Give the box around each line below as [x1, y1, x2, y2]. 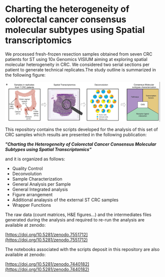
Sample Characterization [12, 176, 63, 182]
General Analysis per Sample [12, 181, 71, 187]
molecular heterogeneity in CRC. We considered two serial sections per [5, 62, 150, 67]
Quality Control [12, 166, 43, 172]
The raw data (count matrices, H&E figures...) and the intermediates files [5, 212, 152, 217]
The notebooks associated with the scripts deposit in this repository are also [5, 246, 160, 252]
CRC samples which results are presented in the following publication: [5, 132, 147, 138]
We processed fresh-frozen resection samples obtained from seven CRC [5, 51, 153, 57]
